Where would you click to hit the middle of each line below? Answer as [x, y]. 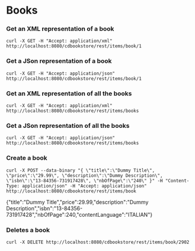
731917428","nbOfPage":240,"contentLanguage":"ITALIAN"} [79, 214]
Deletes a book [28, 230]
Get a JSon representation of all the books [68, 126]
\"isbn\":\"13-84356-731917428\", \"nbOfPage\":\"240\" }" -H [84, 181]
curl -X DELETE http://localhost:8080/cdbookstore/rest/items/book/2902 [98, 242]
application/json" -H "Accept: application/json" [84, 186]
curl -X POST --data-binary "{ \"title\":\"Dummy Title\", [81, 170]
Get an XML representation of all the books [69, 94]
